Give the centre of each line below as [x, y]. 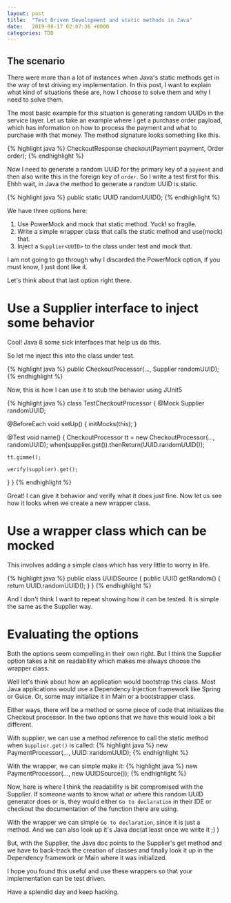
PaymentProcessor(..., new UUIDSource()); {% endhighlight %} [97, 773]
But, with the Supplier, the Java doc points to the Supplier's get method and [114, 843]
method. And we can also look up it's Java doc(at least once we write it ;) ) [113, 829]
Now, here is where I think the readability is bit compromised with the [105, 787]
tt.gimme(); [24, 457]
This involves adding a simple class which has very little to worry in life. [109, 565]
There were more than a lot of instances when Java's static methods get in [113, 77]
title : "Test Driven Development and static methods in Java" [100, 20]
